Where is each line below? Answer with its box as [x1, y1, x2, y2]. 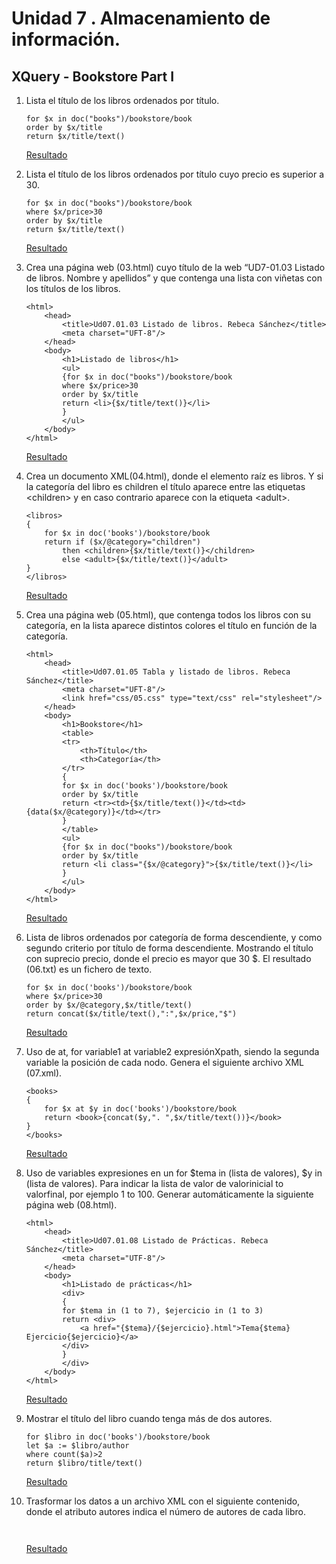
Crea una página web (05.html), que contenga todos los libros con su [25, 609, 311, 621]
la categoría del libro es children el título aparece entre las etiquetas [25, 481, 306, 492]
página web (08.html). [25, 1199, 118, 1211]
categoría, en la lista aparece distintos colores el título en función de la [25, 620, 318, 631]
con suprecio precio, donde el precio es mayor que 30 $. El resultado [25, 953, 312, 964]
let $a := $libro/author [25, 1441, 130, 1451]
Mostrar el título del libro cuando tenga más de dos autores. [25, 1413, 273, 1424]
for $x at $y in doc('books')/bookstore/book [44, 1104, 238, 1114]
